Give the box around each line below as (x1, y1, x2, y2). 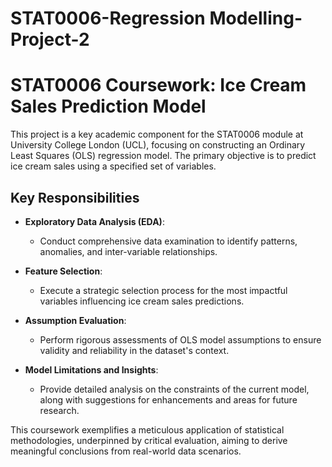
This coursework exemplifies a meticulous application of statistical (10, 423, 285, 436)
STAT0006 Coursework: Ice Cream (10, 74, 307, 97)
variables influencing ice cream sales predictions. (39, 295, 245, 307)
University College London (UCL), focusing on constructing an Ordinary (10, 139, 306, 151)
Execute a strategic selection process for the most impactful (39, 284, 288, 296)
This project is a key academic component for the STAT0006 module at (10, 128, 304, 141)
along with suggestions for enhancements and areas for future (39, 393, 298, 406)
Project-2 (10, 28, 90, 51)
